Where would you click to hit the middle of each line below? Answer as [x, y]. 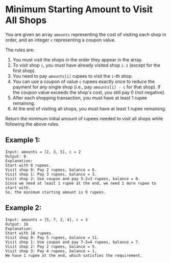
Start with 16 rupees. [29, 233]
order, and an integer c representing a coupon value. [60, 40]
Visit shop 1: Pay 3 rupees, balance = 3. [51, 174]
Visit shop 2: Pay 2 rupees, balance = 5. [51, 247]
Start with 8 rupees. [28, 165]
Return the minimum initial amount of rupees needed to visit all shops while [84, 118]
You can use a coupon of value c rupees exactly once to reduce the [84, 81]
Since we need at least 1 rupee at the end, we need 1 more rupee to [81, 183]
